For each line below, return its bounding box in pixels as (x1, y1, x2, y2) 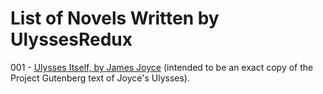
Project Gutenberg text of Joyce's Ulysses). (10, 72, 190, 84)
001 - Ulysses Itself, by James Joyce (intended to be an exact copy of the (10, 61, 314, 73)
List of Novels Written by (10, 7, 220, 30)
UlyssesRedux (10, 28, 133, 51)
